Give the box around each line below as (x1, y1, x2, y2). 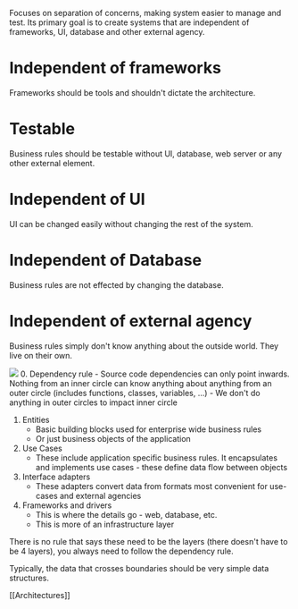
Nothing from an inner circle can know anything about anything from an (9, 377, 272, 388)
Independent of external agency (9, 310, 252, 331)
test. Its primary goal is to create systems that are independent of (9, 17, 250, 28)
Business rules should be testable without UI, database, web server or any (9, 148, 283, 159)
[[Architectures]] (9, 589, 70, 600)
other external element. (9, 157, 95, 168)
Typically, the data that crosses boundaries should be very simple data (9, 562, 269, 573)
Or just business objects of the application (35, 433, 192, 444)
